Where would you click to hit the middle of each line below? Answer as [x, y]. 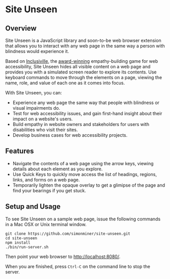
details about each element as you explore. [58, 169]
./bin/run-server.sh [27, 247]
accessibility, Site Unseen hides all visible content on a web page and [78, 67]
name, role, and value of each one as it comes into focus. [65, 83]
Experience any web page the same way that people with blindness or [86, 103]
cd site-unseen [21, 238]
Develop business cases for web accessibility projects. [70, 135]
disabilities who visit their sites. [45, 130]
